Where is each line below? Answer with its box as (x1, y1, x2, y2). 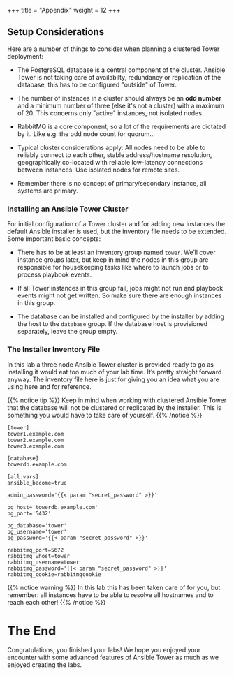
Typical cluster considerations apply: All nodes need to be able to (17, 143, 206, 152)
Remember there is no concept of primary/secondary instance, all (17, 179, 207, 187)
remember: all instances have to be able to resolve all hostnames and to (7, 591, 214, 599)
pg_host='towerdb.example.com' (7, 504, 98, 511)
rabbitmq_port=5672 (7, 547, 64, 554)
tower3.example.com (7, 443, 64, 450)
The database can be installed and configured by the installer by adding (17, 312, 225, 321)
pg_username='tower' (7, 529, 68, 536)
